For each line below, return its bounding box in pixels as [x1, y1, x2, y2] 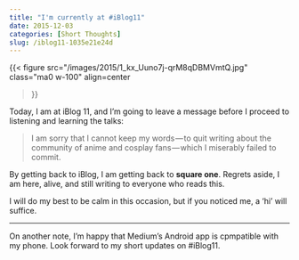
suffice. [9, 206, 37, 216]
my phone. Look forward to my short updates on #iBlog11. [9, 240, 221, 251]
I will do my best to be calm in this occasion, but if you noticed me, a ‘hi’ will [9, 196, 287, 207]
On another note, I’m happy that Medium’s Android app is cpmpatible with [9, 231, 279, 241]
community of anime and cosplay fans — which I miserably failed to [30, 142, 277, 153]
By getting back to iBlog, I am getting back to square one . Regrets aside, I [9, 169, 280, 180]
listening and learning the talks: [9, 116, 125, 126]
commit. [30, 152, 61, 163]
